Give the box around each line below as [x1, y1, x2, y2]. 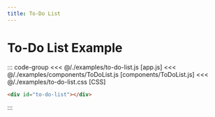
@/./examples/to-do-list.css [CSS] [7, 78, 106, 86]
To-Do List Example [7, 39, 123, 55]
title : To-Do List [7, 10, 61, 17]
